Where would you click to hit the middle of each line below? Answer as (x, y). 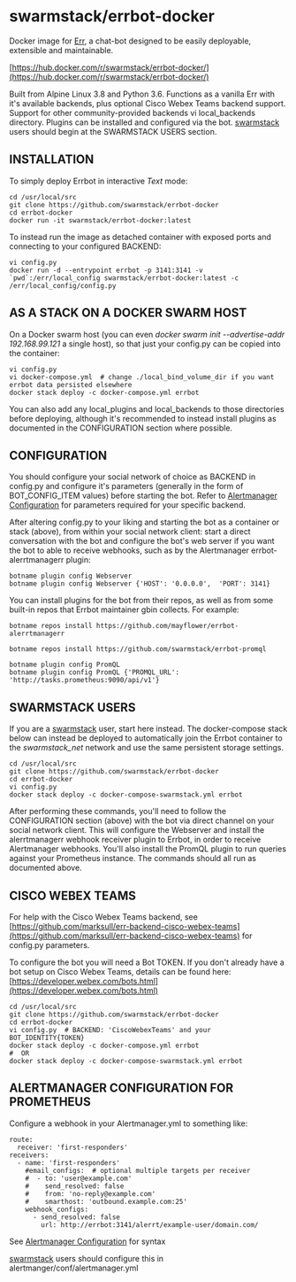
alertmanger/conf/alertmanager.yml (74, 1268)
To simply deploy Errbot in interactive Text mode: (99, 181)
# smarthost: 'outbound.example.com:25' (106, 1201)
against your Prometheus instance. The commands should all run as (133, 859)
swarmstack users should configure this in (87, 1258)
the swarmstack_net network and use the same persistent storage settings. (147, 748)
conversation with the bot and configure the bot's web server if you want (142, 541)
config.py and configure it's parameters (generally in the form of (126, 486)
